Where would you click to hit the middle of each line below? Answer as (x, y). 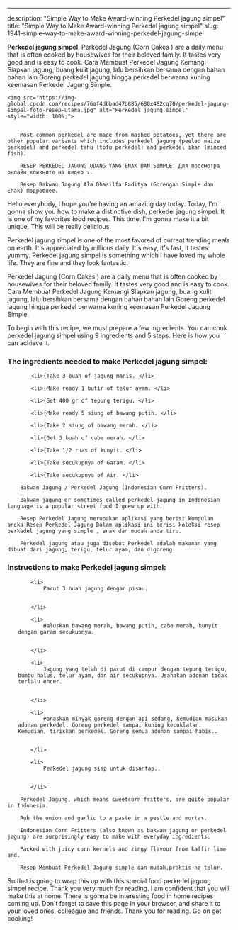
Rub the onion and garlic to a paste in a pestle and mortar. (114, 818)
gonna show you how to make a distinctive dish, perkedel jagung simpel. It (116, 211)
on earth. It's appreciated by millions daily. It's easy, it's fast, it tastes (108, 248)
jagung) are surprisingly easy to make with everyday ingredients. (109, 836)
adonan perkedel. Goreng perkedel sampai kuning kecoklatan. (110, 725)
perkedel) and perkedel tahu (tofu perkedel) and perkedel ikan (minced (117, 147)
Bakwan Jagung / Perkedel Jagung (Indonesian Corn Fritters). (114, 488)
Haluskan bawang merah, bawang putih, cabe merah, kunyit (131, 626)
